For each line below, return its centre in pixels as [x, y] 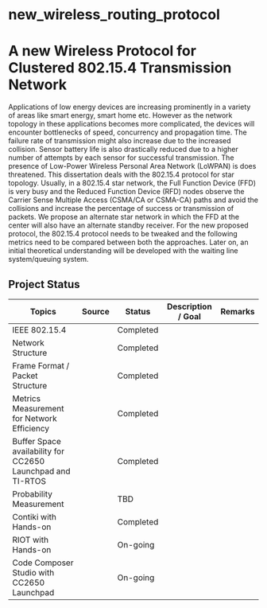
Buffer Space [37, 441]
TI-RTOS [29, 481]
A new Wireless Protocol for [103, 51]
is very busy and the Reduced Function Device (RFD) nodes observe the [126, 192]
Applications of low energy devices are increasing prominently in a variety [130, 107]
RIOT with [31, 540]
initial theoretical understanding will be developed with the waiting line [123, 251]
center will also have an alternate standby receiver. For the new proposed [128, 225]
